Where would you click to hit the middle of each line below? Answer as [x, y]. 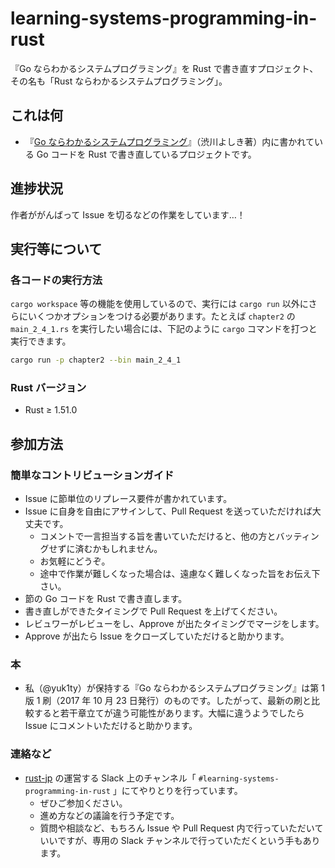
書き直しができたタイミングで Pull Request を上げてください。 [153, 611]
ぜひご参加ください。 [83, 803]
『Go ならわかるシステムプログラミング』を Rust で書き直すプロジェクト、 [164, 68]
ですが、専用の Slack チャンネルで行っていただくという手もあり [189, 840]
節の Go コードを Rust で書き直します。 [106, 599]
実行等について [56, 248]
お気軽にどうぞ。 [75, 561]
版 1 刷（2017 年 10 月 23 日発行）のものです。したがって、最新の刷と [168, 701]
